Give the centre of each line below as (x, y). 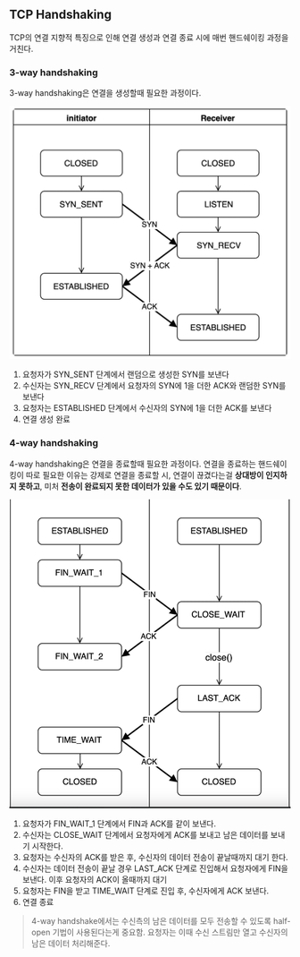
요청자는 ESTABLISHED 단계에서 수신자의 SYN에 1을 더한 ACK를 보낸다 (147, 408)
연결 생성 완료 (46, 419)
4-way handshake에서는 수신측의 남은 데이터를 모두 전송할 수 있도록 (151, 921)
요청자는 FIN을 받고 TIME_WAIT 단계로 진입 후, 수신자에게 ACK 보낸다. (146, 891)
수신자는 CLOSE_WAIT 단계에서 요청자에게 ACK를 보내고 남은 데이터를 (146, 835)
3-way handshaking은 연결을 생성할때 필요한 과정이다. (105, 93)
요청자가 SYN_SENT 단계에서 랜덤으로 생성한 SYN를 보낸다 (125, 374)
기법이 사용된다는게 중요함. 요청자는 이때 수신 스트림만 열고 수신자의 (170, 932)
